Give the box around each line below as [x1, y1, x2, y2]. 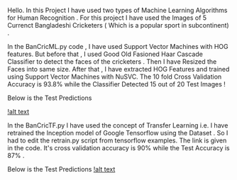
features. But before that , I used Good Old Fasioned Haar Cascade [7, 50, 204, 58]
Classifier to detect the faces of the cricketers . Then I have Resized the [7, 57, 217, 66]
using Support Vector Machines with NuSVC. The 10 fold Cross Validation [7, 72, 222, 81]
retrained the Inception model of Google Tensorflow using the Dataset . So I [7, 129, 228, 137]
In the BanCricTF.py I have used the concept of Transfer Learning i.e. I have [7, 121, 228, 130]
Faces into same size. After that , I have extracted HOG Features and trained [7, 65, 230, 73]
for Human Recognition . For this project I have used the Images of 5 [7, 13, 207, 22]
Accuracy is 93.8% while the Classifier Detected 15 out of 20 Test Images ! [7, 80, 226, 88]
